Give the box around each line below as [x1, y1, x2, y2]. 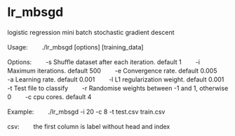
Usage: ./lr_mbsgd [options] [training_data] [7, 43, 144, 51]
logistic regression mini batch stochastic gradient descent [7, 28, 175, 36]
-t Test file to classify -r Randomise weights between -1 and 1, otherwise [7, 84, 229, 92]
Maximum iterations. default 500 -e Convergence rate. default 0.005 [7, 66, 217, 75]
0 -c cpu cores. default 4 [7, 92, 92, 101]
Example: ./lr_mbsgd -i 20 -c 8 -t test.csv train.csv [7, 107, 166, 116]
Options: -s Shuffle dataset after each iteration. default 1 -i [7, 57, 200, 66]
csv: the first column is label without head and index [7, 122, 170, 130]
